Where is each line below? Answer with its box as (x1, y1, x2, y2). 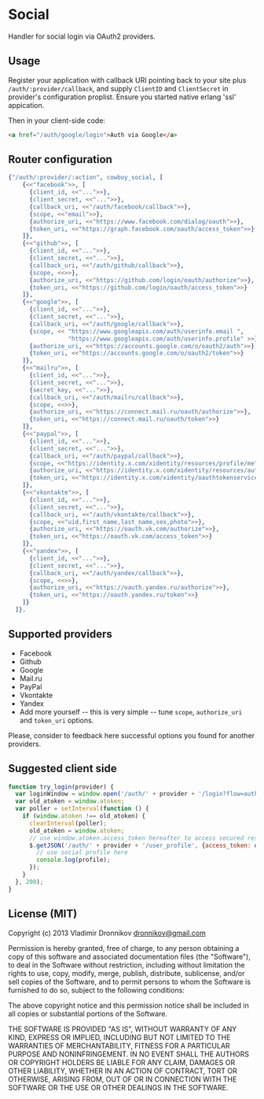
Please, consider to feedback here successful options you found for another (8, 730, 255, 740)
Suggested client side (8, 762, 118, 775)
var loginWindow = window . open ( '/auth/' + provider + (15, 790, 195, 798)
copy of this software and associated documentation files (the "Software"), (8, 952, 251, 961)
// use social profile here (36, 848, 128, 856)
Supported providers (8, 628, 112, 641)
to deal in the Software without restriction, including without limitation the (8, 960, 245, 970)
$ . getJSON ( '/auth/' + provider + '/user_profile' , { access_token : (28, 841, 251, 849)
